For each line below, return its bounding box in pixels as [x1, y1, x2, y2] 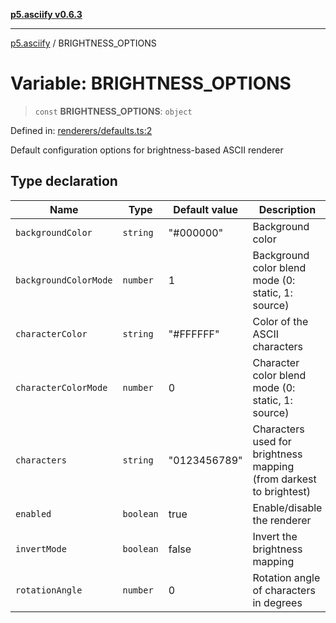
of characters [252, 583, 316, 597]
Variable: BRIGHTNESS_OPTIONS [10, 72, 292, 95]
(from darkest [252, 472, 317, 486]
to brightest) [252, 484, 311, 498]
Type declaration [10, 173, 118, 190]
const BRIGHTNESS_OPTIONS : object [34, 105, 193, 117]
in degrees [252, 595, 303, 609]
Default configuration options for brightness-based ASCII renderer [10, 144, 284, 156]
